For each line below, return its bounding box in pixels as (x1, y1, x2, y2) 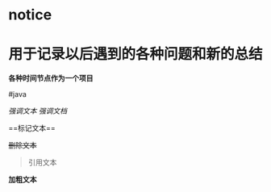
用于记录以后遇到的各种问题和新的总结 (8, 45, 264, 64)
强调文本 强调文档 (8, 106, 67, 116)
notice (8, 6, 52, 24)
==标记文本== (8, 123, 56, 133)
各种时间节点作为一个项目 (8, 73, 94, 83)
